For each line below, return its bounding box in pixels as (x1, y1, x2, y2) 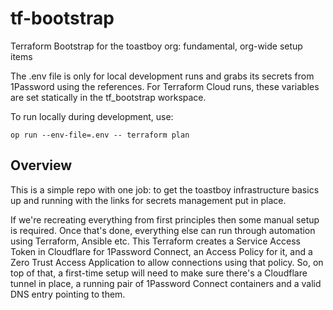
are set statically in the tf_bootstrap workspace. (10, 91, 207, 103)
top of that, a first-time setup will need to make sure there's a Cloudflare (10, 267, 308, 279)
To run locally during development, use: (10, 110, 174, 122)
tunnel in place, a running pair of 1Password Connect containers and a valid (10, 277, 322, 289)
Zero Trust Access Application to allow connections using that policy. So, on (10, 256, 324, 268)
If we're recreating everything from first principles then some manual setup (10, 213, 320, 226)
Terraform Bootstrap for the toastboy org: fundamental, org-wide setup (10, 40, 303, 52)
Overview (10, 157, 73, 174)
